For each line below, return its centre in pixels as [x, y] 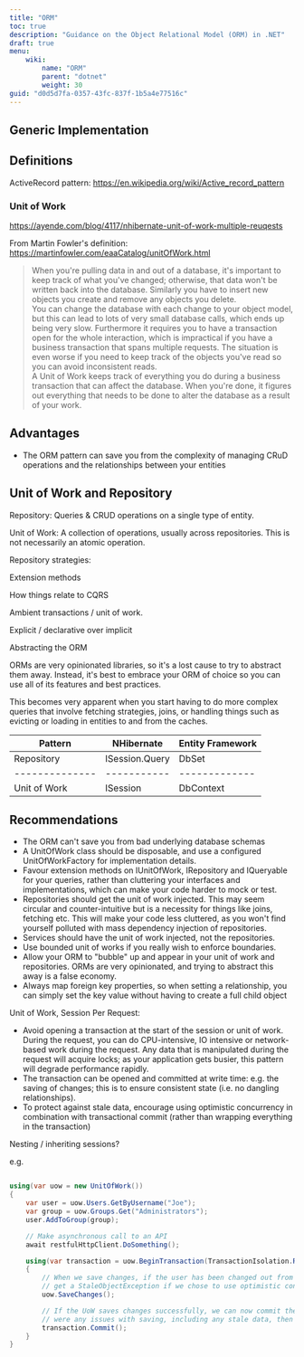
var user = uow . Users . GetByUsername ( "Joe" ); [111, 1203]
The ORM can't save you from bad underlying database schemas [143, 841]
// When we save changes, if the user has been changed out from [168, 1278]
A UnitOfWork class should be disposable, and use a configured [142, 851]
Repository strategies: [51, 560]
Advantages [44, 434]
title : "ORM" [34, 18]
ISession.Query [138, 758]
